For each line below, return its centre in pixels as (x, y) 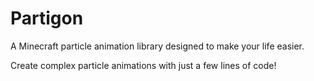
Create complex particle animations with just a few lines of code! (143, 65)
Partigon (47, 18)
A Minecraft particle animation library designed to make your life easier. (157, 46)
